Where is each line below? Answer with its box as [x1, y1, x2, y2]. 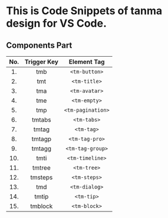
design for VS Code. [6, 17, 107, 30]
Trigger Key [24, 58, 59, 66]
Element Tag [68, 58, 105, 66]
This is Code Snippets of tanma [6, 4, 163, 18]
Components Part [6, 40, 73, 50]
